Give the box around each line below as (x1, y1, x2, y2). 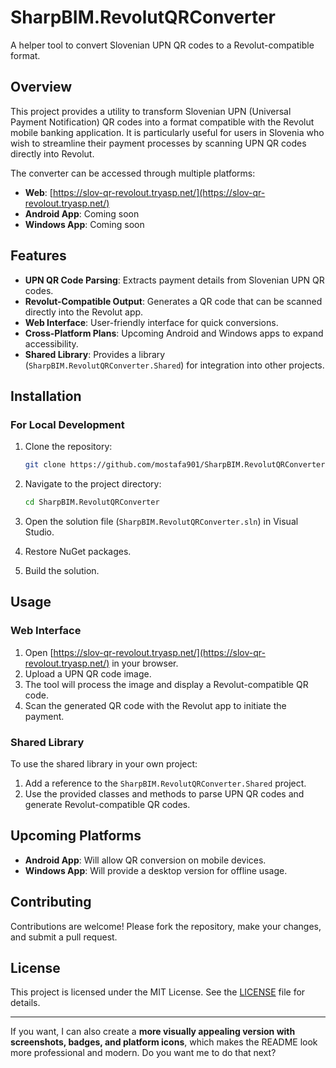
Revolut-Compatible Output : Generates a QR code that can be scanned (24, 295, 323, 307)
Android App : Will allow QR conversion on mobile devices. (24, 854, 267, 866)
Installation (10, 387, 82, 405)
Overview (10, 79, 73, 96)
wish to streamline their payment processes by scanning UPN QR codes (10, 137, 307, 149)
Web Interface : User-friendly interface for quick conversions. (24, 316, 279, 328)
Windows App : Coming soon (24, 218, 145, 230)
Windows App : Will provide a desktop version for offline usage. (24, 864, 288, 876)
